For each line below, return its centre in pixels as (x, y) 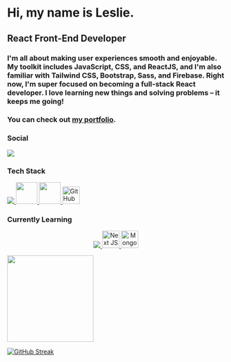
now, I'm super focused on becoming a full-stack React (101, 84)
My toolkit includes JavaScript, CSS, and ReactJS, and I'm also (114, 66)
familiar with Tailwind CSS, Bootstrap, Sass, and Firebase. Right (116, 75)
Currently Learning (40, 219)
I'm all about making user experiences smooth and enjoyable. (112, 58)
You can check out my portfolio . (61, 120)
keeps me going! (36, 101)
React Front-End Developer (67, 38)
